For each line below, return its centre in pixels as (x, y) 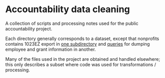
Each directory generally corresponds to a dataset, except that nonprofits (82, 38)
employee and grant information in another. (51, 49)
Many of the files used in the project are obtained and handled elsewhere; (83, 59)
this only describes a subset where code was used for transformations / (81, 64)
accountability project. (29, 28)
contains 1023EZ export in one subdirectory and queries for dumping (78, 44)
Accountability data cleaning (68, 9)
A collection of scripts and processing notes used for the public (72, 23)
